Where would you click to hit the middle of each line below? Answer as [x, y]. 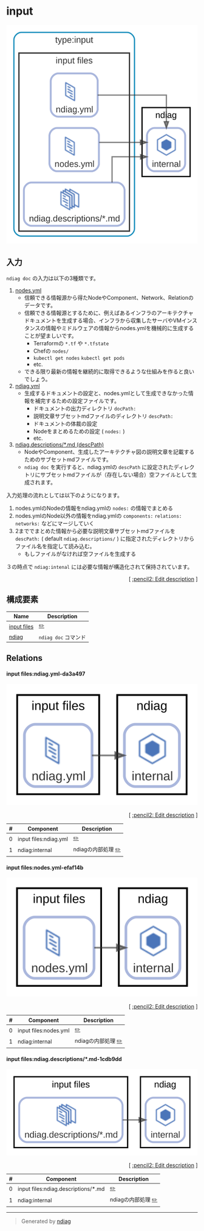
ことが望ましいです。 [50, 336]
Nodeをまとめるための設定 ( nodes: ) [79, 431]
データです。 [40, 305]
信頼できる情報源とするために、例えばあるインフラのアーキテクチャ [109, 312]
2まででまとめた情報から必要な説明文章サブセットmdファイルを [95, 531]
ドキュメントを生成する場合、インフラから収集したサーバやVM [103, 320]
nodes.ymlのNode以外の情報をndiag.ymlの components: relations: [98, 515]
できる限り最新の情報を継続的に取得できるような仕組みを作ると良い [109, 371]
